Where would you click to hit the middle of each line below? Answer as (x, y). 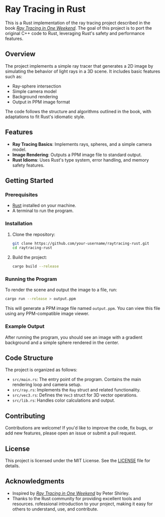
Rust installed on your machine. (44, 206)
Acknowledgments (35, 481)
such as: (14, 76)
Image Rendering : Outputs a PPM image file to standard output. (77, 155)
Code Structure (29, 358)
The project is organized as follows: (41, 370)
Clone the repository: (34, 234)
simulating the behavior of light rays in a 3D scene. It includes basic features (83, 71)
